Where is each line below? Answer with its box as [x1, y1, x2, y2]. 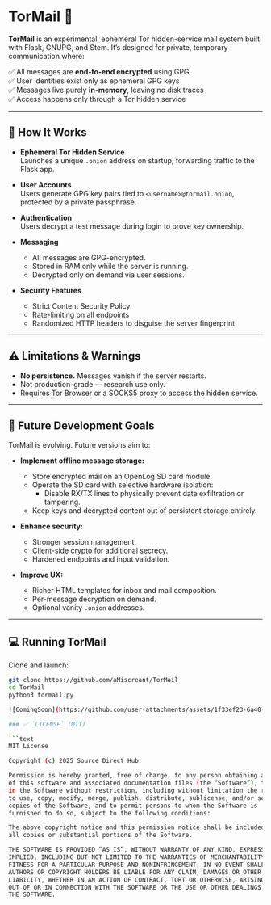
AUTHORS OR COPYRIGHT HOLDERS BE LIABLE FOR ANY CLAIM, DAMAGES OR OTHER [8, 868, 262, 876]
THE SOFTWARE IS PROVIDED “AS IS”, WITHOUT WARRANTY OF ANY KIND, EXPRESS [8, 846, 265, 854]
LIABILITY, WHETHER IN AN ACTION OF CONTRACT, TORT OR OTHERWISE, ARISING [8, 876, 265, 884]
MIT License [8, 743, 48, 751]
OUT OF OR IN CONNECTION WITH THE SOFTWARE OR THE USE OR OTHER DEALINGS [8, 883, 262, 891]
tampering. [44, 497, 81, 507]
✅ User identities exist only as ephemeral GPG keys [8, 76, 180, 86]
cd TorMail [8, 684, 45, 692]
